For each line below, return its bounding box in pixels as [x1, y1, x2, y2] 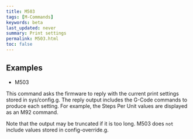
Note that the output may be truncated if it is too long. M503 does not [6, 120, 174, 127]
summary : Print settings [6, 30, 67, 36]
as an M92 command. [6, 109, 58, 116]
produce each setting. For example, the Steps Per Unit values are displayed [6, 102, 188, 109]
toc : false [6, 42, 33, 48]
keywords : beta [6, 19, 43, 25]
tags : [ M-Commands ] [6, 14, 54, 20]
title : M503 [6, 8, 35, 15]
